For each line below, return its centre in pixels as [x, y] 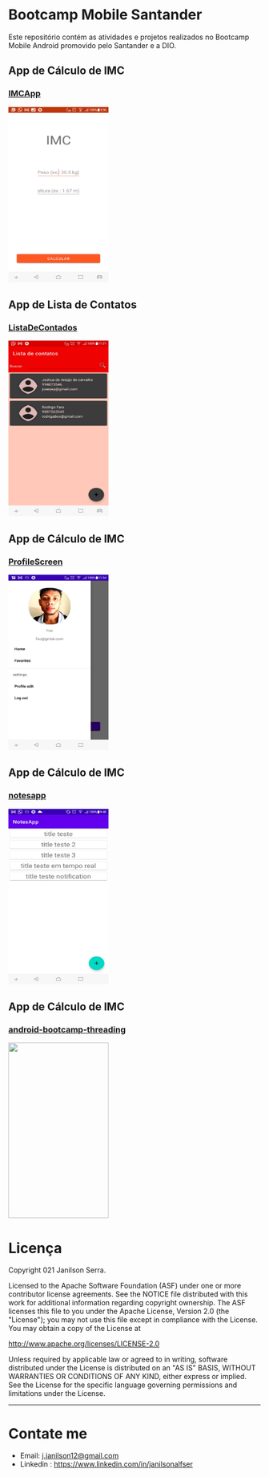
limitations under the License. [57, 1394]
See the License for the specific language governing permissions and [123, 1385]
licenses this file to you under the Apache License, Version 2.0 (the [119, 1311]
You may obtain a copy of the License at [75, 1329]
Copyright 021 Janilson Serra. [57, 1270]
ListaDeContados [43, 327]
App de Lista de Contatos [73, 305]
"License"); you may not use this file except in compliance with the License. [133, 1320]
